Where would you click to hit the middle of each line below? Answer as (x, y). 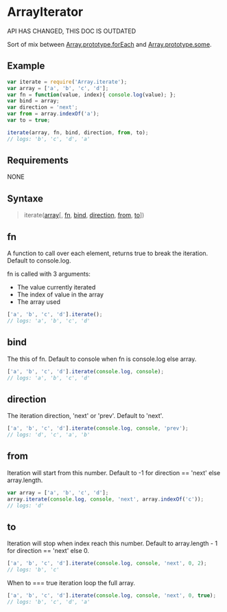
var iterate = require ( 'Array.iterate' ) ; (67, 82)
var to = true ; (29, 120)
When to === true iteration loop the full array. (71, 582)
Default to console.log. (39, 261)
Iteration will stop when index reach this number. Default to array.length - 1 (112, 543)
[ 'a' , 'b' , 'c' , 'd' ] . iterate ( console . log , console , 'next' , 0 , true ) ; (112, 595)
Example (26, 66)
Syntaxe (25, 198)
